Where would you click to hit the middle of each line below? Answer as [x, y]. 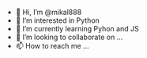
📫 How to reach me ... [52, 46]
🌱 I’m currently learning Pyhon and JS [77, 29]
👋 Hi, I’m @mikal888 [49, 12]
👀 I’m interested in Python [58, 20]
